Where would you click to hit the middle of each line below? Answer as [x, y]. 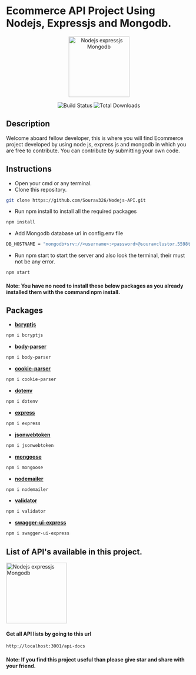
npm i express [24, 423]
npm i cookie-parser [31, 380]
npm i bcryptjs [25, 335]
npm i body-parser [29, 357]
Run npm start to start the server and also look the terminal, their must [100, 255]
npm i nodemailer [27, 489]
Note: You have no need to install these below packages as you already [95, 286]
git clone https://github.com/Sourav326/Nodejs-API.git [76, 200]
